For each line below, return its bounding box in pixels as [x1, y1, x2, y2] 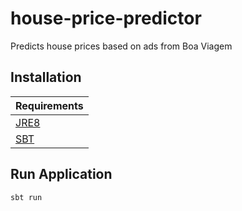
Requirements [15, 98, 84, 112]
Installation [10, 69, 82, 86]
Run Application [10, 166, 113, 183]
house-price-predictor [10, 7, 202, 30]
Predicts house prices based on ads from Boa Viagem [10, 40, 233, 52]
